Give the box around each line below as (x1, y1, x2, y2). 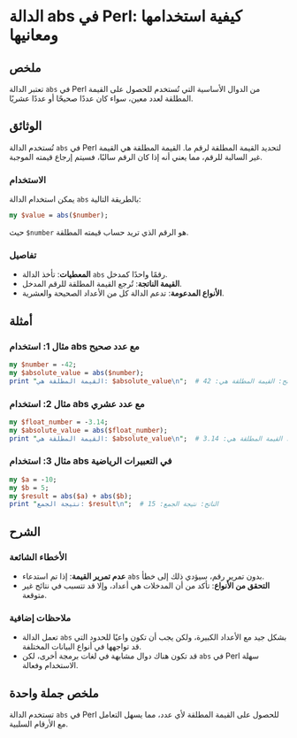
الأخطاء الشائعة (9, 550, 68, 563)
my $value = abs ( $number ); (9, 211, 109, 220)
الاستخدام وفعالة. (21, 660, 79, 671)
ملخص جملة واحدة (9, 686, 99, 701)
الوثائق (9, 119, 42, 134)
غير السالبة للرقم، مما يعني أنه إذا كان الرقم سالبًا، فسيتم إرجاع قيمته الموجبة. (9, 151, 263, 162)
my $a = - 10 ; (9, 475, 57, 484)
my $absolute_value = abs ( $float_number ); (9, 426, 168, 434)
